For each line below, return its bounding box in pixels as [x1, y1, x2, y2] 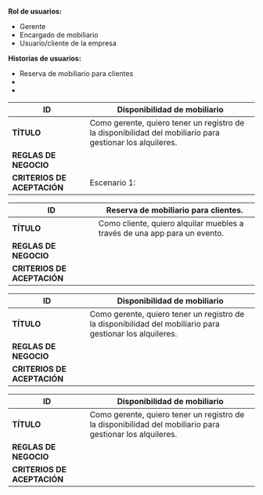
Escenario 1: [89, 177, 136, 187]
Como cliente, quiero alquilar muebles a [98, 218, 244, 228]
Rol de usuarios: [8, 7, 63, 16]
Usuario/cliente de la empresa [19, 38, 117, 48]
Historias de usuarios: [8, 54, 82, 63]
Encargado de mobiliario [19, 31, 99, 39]
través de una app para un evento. [98, 227, 225, 238]
